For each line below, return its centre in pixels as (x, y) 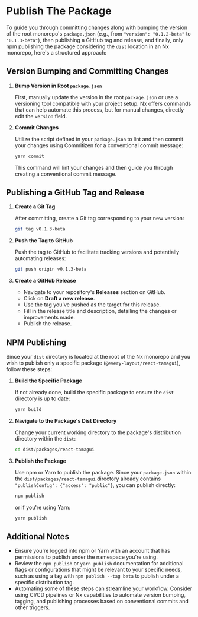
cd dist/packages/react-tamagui (54, 450)
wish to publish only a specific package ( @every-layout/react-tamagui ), (93, 363)
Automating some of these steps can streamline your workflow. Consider (103, 588)
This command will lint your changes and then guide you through (94, 167)
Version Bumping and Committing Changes (87, 72)
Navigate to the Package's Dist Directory (66, 420)
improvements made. (49, 317)
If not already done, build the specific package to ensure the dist (94, 392)
